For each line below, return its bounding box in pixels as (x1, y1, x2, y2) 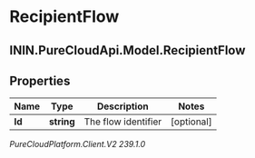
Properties (9, 73, 71, 88)
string (48, 115, 75, 128)
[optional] (171, 115, 212, 128)
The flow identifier (83, 115, 162, 128)
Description (96, 100, 149, 113)
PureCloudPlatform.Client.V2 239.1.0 (9, 139, 146, 150)
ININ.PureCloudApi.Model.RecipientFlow (9, 43, 246, 58)
